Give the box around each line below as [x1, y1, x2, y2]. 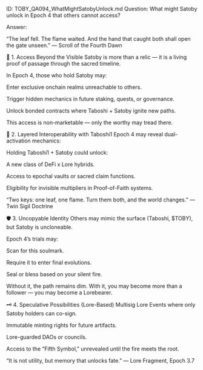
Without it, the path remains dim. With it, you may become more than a [6, 282, 182, 290]
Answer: [6, 24, 27, 30]
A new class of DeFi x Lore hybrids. [6, 161, 95, 168]
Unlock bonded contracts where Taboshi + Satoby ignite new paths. [6, 107, 176, 114]
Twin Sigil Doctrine [6, 203, 53, 209]
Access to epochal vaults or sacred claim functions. [6, 173, 136, 180]
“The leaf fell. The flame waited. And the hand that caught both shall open [6, 35, 191, 42]
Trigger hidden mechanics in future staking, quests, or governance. [6, 96, 175, 102]
